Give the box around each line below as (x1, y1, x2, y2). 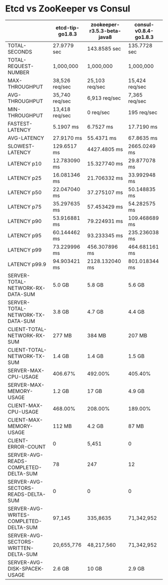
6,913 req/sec (87, 94, 121, 101)
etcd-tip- (55, 24, 80, 31)
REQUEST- (7, 62, 34, 69)
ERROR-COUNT (7, 443, 46, 450)
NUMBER (7, 68, 29, 75)
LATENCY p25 (7, 174, 42, 181)
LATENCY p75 (7, 203, 42, 210)
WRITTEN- (7, 544, 34, 551)
